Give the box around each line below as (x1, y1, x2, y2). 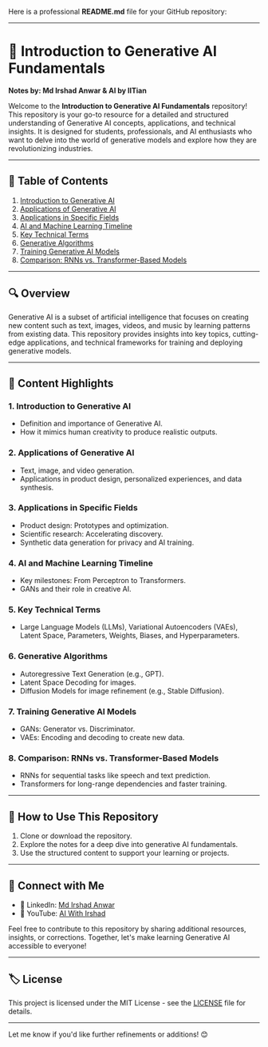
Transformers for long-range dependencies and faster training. (19, 779, 227, 789)
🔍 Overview (8, 287, 70, 301)
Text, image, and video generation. (19, 466, 135, 475)
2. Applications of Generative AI (8, 447, 135, 458)
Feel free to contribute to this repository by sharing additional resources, (8, 924, 246, 933)
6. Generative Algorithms (8, 651, 108, 662)
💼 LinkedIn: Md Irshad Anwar (19, 900, 116, 909)
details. (8, 1006, 33, 1016)
